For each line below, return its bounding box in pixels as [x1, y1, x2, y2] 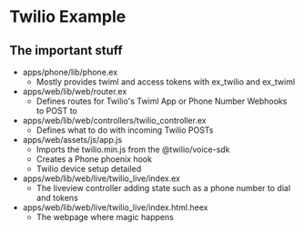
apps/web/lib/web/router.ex [22, 86, 127, 96]
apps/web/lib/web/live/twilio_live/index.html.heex [22, 202, 208, 213]
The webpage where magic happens [35, 212, 175, 222]
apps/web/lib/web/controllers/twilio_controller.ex [22, 115, 207, 126]
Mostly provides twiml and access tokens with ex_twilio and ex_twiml [35, 76, 296, 87]
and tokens [35, 193, 79, 203]
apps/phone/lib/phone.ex [22, 66, 118, 77]
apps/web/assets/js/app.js [22, 135, 123, 145]
